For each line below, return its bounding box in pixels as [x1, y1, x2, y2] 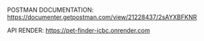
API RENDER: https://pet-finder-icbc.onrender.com [7, 27, 151, 34]
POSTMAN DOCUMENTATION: [7, 6, 94, 14]
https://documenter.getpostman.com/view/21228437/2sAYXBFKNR [7, 13, 197, 21]
